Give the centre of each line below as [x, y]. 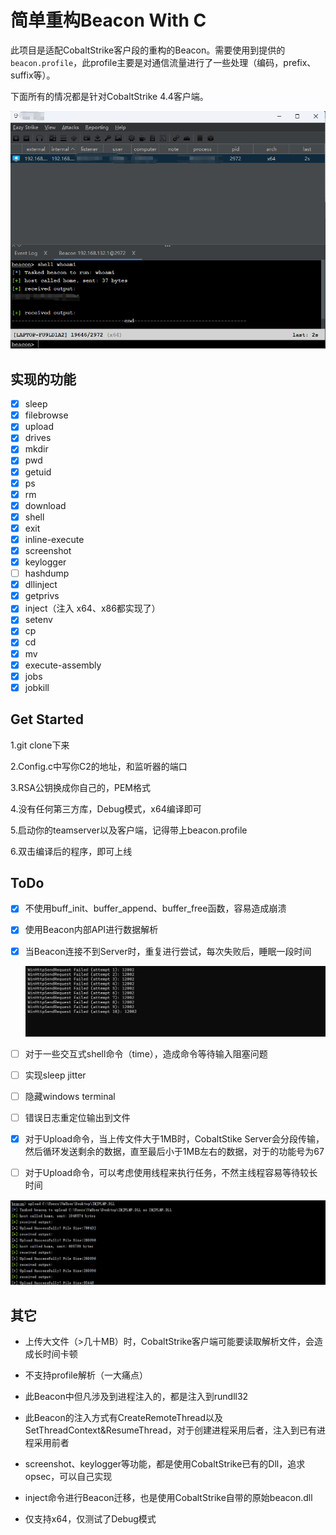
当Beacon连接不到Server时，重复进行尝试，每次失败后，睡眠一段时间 [168, 951]
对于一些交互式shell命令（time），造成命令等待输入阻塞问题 [146, 1053]
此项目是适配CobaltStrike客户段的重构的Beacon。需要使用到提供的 [148, 50]
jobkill [37, 687]
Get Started [47, 719]
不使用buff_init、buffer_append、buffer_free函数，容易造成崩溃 [155, 908]
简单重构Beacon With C [108, 20]
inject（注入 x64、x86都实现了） [92, 608]
